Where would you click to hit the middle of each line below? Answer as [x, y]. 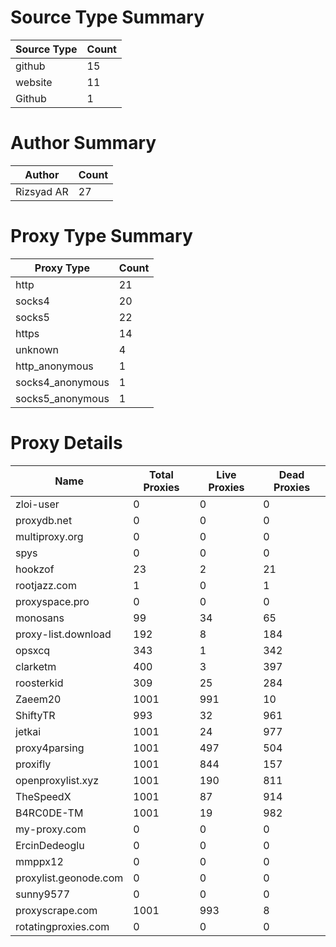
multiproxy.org [49, 536]
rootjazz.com [46, 585]
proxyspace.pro [52, 601]
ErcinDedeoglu [50, 845]
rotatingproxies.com [62, 926]
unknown [37, 349]
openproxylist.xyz [57, 780]
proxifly [33, 764]
